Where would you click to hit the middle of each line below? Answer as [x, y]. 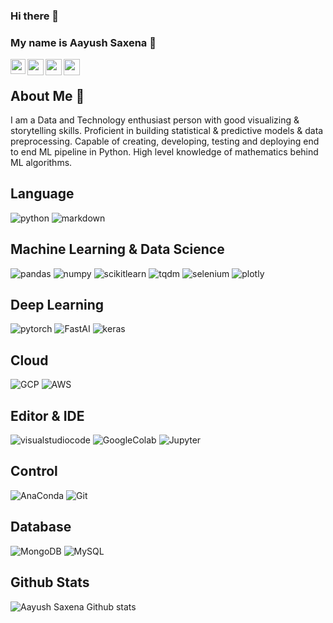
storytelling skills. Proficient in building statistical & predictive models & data [167, 131]
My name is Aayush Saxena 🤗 [83, 42]
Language [42, 194]
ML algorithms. [41, 163]
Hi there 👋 [35, 16]
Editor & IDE [47, 415]
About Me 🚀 [47, 95]
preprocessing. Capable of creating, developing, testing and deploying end [165, 141]
